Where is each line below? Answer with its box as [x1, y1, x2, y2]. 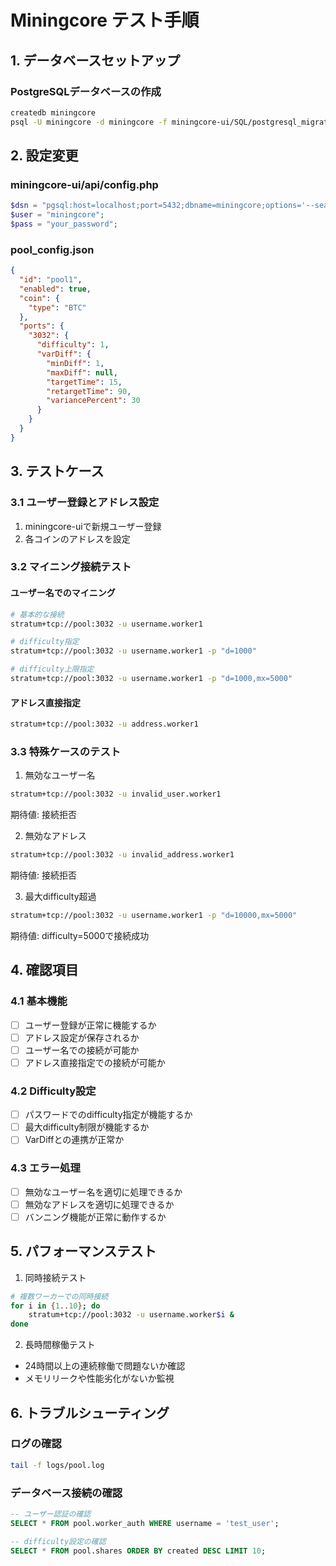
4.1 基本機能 [10, 994, 68, 1008]
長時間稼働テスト [24, 1339, 96, 1351]
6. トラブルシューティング [10, 1404, 170, 1421]
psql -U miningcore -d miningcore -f [10, 117, 168, 127]
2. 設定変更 [10, 147, 79, 165]
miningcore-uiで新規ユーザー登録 [24, 520, 162, 532]
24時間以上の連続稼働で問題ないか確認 [24, 1360, 186, 1372]
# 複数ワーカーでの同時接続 [10, 1291, 109, 1301]
